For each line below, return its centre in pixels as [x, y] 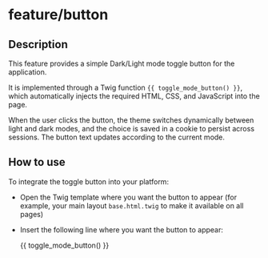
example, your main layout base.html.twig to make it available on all [132, 205]
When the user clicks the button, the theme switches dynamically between [131, 120]
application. [28, 72]
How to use [37, 162]
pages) [32, 214]
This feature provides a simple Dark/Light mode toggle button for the [122, 63]
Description [38, 44]
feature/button [58, 15]
